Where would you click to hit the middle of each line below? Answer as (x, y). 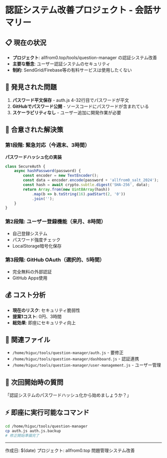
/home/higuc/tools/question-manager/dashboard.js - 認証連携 (76, 359)
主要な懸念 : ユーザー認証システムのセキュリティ (61, 64)
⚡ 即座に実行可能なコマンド (47, 412)
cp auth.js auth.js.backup (33, 431)
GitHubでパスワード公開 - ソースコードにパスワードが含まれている (81, 106)
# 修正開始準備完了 (22, 436)
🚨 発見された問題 (31, 87)
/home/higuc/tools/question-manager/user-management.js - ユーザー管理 (87, 365)
